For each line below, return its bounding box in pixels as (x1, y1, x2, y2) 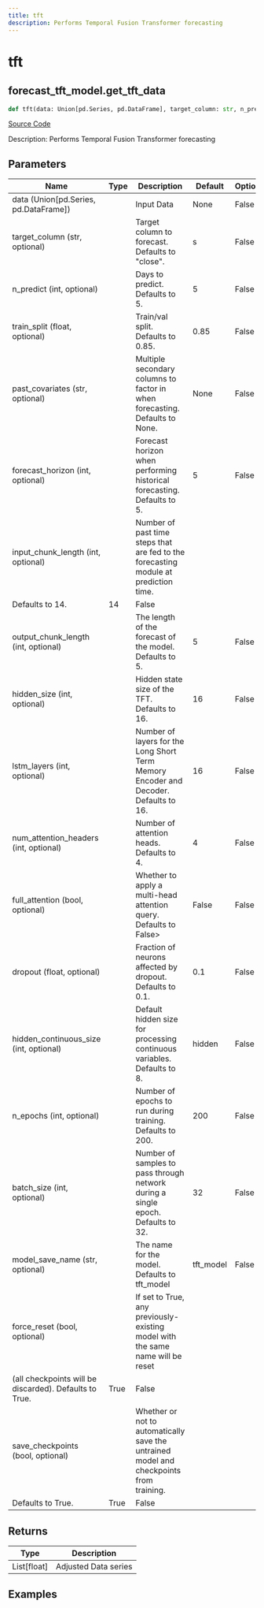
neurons (135, 951, 167, 962)
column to (135, 226, 173, 237)
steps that (135, 537, 173, 548)
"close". (135, 256, 165, 267)
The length (135, 612, 175, 623)
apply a (135, 880, 163, 891)
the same (135, 1341, 170, 1352)
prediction (135, 576, 174, 587)
